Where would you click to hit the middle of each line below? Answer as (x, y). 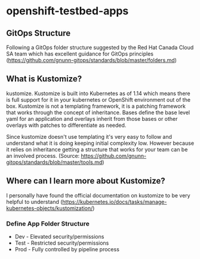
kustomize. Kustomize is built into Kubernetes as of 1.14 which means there (99, 93)
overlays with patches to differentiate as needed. (66, 125)
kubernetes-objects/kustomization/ (50, 208)
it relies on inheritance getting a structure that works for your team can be (97, 149)
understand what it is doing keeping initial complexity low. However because (100, 143)
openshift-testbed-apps (67, 11)
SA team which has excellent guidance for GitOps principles (80, 54)
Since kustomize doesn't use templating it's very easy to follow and (89, 136)
